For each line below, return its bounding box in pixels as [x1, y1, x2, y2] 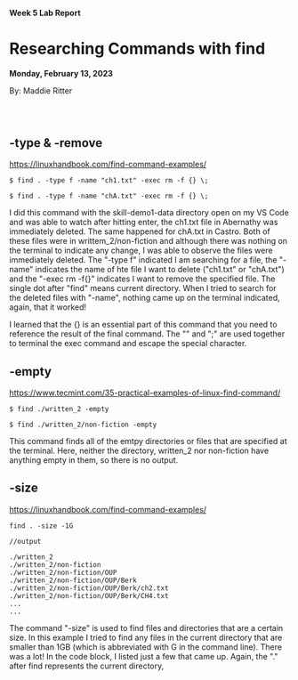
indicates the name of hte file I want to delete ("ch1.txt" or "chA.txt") [35, 264, 285, 275]
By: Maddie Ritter [9, 85, 73, 96]
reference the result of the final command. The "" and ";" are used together [9, 328, 286, 339]
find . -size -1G [9, 521, 74, 530]
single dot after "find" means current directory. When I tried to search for [9, 283, 278, 294]
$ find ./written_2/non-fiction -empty [9, 420, 157, 429]
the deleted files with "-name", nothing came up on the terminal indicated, [9, 293, 280, 304]
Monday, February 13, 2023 [9, 68, 114, 78]
